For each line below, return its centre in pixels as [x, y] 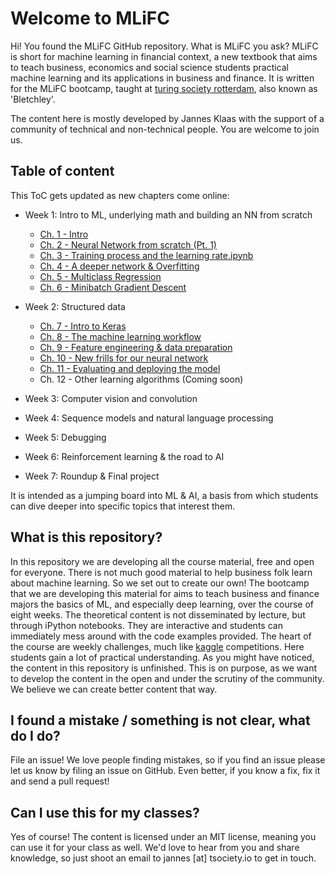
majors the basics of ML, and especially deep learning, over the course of [162, 604]
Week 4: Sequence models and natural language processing [149, 418]
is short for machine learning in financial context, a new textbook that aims [164, 56]
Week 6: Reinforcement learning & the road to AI [124, 456]
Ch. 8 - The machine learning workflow [120, 336]
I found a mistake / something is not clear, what [160, 720]
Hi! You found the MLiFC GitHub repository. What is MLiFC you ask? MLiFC [164, 46]
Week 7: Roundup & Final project [92, 476]
